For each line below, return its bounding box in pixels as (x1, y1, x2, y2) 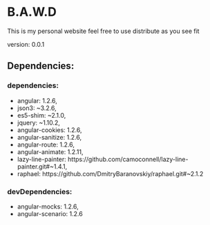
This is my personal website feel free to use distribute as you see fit (7, 27, 200, 35)
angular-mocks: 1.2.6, (17, 202, 79, 211)
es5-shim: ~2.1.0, (17, 111, 66, 119)
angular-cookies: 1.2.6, (17, 125, 82, 134)
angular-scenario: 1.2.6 (17, 209, 83, 217)
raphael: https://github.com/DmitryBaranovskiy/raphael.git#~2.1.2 (17, 169, 204, 178)
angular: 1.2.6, (17, 96, 57, 105)
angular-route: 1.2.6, (17, 140, 75, 149)
